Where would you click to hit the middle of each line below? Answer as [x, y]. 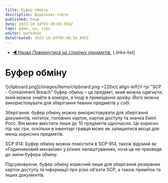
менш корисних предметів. [34, 134]
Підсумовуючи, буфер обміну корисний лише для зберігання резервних [83, 164]
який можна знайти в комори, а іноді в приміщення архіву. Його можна [82, 97]
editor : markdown [23, 33]
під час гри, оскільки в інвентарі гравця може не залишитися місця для [82, 129]
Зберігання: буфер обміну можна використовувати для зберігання [77, 112]
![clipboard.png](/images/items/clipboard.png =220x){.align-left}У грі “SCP [83, 87]
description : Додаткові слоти [37, 15]
